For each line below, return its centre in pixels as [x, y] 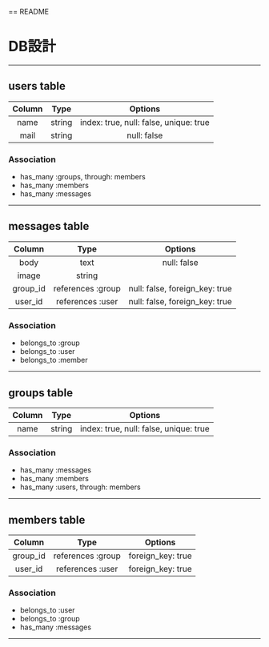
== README [29, 12]
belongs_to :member [54, 360]
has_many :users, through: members [80, 487]
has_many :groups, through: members [82, 177]
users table [37, 86]
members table [47, 520]
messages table [49, 226]
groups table [41, 393]
